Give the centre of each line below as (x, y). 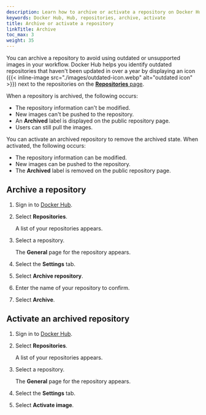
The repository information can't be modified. (73, 108)
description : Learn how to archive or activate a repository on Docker (100, 12)
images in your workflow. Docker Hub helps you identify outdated (89, 64)
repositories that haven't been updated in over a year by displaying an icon (101, 71)
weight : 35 (20, 40)
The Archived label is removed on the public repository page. (93, 170)
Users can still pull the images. (54, 127)
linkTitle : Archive (31, 29)
